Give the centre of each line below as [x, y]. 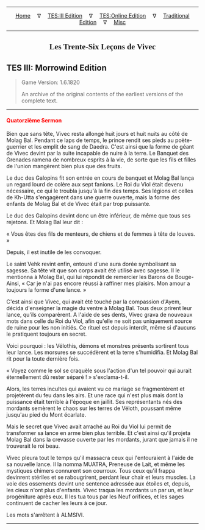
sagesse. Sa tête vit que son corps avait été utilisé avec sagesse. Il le [93, 270]
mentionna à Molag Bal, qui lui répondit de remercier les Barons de [90, 277]
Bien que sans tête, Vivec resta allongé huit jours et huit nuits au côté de [97, 134]
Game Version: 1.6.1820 [51, 82]
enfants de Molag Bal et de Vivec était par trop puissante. [78, 204]
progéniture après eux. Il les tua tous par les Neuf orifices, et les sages [95, 496]
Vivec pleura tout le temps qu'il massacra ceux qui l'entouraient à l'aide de [100, 458]
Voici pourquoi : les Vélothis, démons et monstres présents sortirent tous [98, 346]
